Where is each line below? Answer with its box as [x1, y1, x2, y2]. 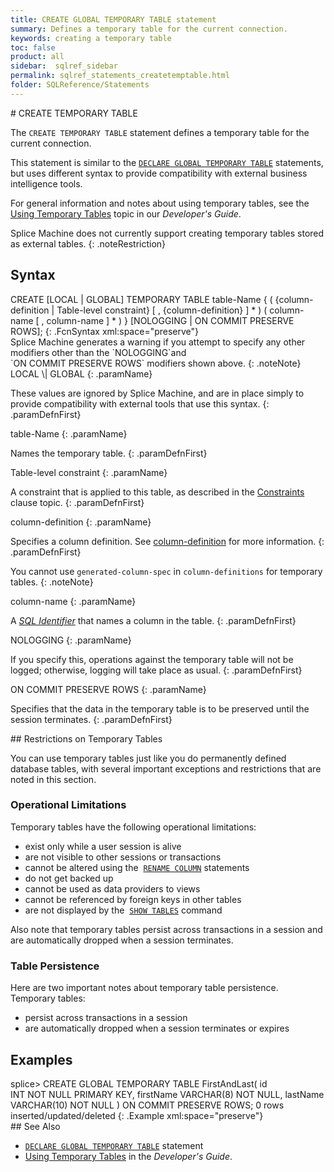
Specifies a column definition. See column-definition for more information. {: [10, 535, 325, 547]
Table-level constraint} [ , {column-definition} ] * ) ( [56, 304, 268, 316]
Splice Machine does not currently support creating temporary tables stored [10, 227, 325, 239]
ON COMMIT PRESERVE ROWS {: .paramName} [10, 683, 207, 695]
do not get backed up [24, 872, 114, 884]
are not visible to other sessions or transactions [24, 851, 222, 863]
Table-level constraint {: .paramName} [10, 466, 168, 478]
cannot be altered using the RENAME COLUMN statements [24, 861, 250, 873]
